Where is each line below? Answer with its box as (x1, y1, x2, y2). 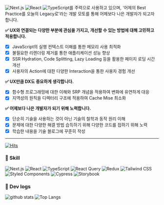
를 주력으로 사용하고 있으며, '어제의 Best (69, 5, 146, 10)
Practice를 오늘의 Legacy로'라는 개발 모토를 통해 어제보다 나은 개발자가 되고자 (5, 11, 155, 17)
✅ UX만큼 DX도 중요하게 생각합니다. (5, 79, 74, 84)
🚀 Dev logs (5, 183, 31, 190)
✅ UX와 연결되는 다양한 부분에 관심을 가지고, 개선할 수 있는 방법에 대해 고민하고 (5, 27, 155, 33)
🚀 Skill (5, 155, 20, 162)
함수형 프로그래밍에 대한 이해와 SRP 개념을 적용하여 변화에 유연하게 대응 (12, 89, 150, 95)
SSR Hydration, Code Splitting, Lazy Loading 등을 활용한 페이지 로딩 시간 (12, 56, 155, 62)
